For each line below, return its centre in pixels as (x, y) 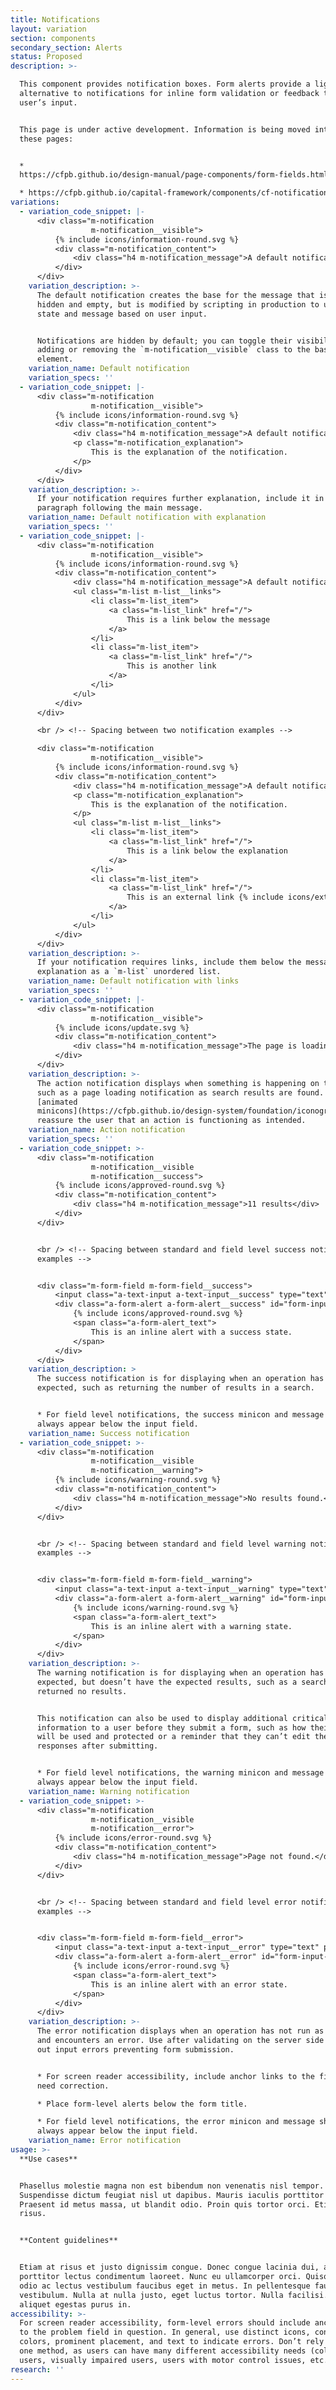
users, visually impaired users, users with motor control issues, (163, 2360)
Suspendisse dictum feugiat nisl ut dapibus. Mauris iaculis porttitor (172, 2195)
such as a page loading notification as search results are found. (180, 1092)
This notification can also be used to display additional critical (182, 1718)
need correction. (73, 2086)
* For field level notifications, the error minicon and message (175, 2122)
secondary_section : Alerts (66, 47)
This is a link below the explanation (207, 851)
